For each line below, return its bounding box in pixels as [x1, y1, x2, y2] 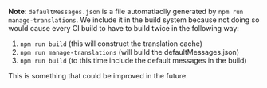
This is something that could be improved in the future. [8, 71, 189, 80]
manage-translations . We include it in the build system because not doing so [8, 15, 260, 25]
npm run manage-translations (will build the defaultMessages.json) [19, 48, 239, 56]
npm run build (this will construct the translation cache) [19, 39, 203, 48]
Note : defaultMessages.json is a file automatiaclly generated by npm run [8, 7, 244, 16]
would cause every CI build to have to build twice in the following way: [8, 24, 239, 33]
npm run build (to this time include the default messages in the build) [19, 55, 247, 65]
